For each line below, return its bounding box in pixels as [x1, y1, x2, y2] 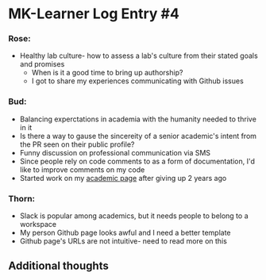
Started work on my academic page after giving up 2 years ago [19, 173, 227, 182]
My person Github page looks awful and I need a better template [19, 228, 232, 238]
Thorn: [8, 193, 36, 204]
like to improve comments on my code [19, 164, 145, 175]
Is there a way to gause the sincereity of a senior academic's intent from [19, 131, 256, 140]
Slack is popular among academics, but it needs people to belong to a [19, 211, 249, 221]
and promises [19, 59, 65, 69]
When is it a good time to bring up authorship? [31, 68, 183, 78]
